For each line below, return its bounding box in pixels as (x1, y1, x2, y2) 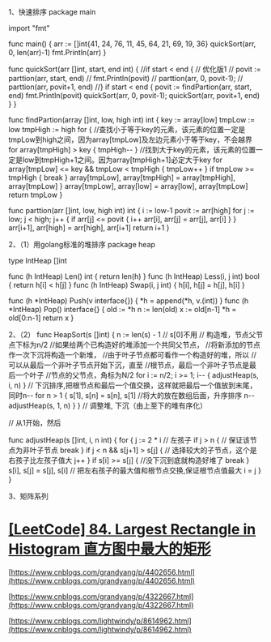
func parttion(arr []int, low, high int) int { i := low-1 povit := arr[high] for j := (8, 206, 255, 215)
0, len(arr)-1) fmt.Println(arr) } (8, 48, 107, 57)
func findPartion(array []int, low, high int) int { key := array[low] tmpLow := (8, 115, 256, 124)
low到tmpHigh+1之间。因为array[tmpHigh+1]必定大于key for (22, 155, 222, 165)
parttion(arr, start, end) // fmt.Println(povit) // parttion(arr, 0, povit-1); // (8, 74, 243, 83)
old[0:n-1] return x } (8, 313, 74, 323)
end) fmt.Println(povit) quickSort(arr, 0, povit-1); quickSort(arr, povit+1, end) (8, 91, 260, 100)
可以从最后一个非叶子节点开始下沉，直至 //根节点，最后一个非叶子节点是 (8, 360, 250, 370)
